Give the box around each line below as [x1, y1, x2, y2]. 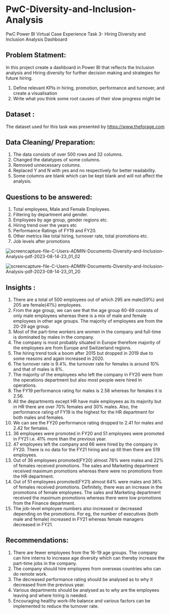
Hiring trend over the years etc [13, 222, 77, 228]
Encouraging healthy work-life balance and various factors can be [13, 597, 151, 603]
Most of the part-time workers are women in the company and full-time [13, 329, 161, 335]
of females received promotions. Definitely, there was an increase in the [13, 484, 163, 490]
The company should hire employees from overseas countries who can [13, 566, 161, 572]
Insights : [6, 283, 36, 292]
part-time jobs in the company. [13, 560, 77, 566]
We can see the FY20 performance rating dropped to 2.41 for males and [13, 420, 163, 425]
